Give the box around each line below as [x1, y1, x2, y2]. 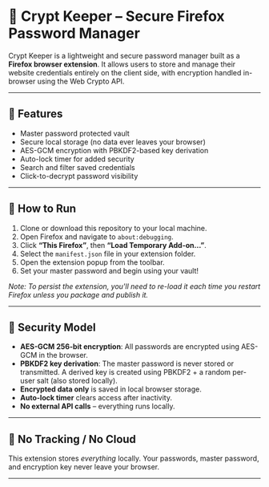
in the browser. [38, 351, 88, 360]
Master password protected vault [19, 128, 130, 138]
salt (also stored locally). [36, 376, 118, 386]
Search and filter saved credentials [19, 162, 135, 172]
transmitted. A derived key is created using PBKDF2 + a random [19, 367, 231, 377]
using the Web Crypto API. [37, 76, 125, 86]
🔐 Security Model [8, 320, 96, 334]
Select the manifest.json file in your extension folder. [19, 249, 196, 258]
